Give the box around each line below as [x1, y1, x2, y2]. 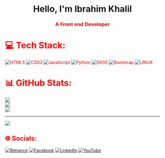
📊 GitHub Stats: [5, 77, 72, 89]
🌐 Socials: [5, 135, 37, 143]
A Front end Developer [55, 21, 110, 28]
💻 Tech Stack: [5, 40, 66, 51]
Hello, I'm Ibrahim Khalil [33, 3, 132, 15]
